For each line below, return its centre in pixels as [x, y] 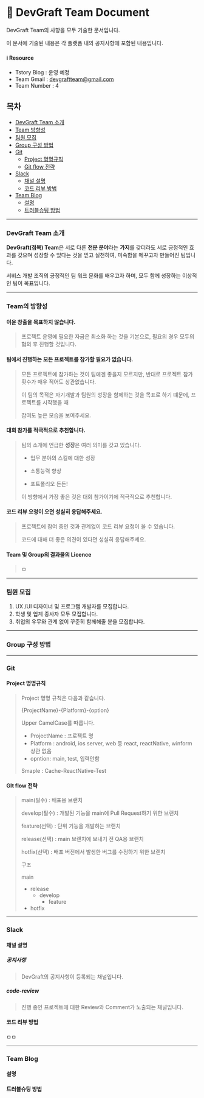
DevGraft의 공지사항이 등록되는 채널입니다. [72, 976]
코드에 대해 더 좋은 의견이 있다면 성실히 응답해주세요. [83, 539]
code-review [23, 991]
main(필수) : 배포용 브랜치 [52, 800]
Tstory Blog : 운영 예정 [42, 72]
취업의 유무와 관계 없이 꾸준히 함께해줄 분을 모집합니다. [80, 622]
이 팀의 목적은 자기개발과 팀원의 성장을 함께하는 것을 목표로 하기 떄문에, [105, 395]
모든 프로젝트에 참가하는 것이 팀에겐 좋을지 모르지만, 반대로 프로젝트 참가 [107, 374]
